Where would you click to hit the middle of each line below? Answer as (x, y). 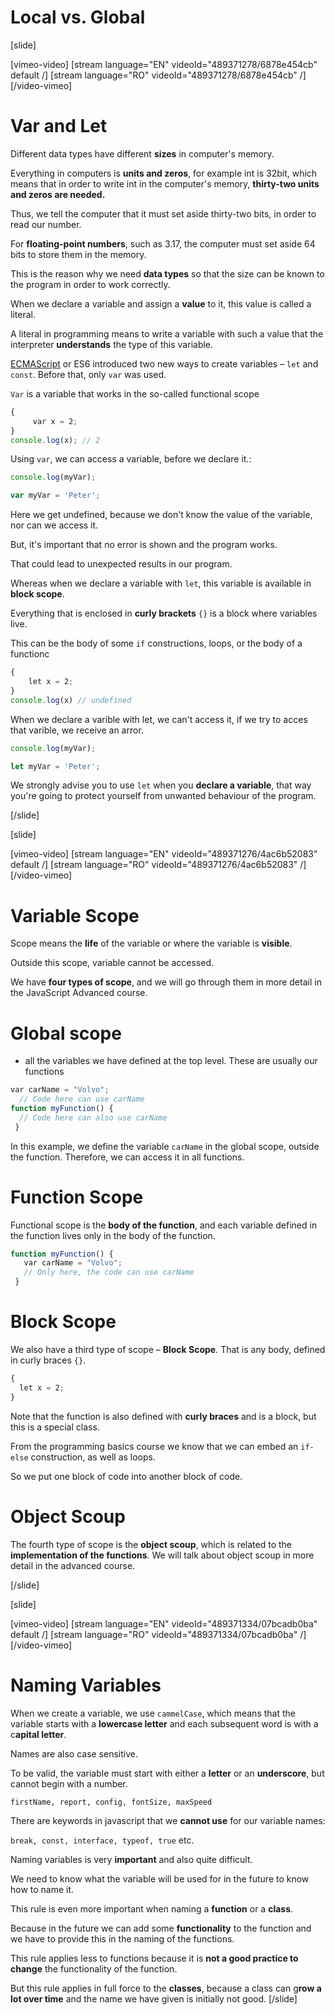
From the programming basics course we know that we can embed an (154, 1446)
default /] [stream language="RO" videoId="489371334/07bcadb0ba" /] (158, 1634)
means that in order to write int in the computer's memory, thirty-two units (165, 183)
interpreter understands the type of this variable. (112, 344)
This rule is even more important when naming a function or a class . (152, 1908)
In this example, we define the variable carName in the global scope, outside (165, 1146)
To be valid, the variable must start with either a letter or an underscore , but (167, 1773)
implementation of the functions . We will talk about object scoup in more (162, 1555)
